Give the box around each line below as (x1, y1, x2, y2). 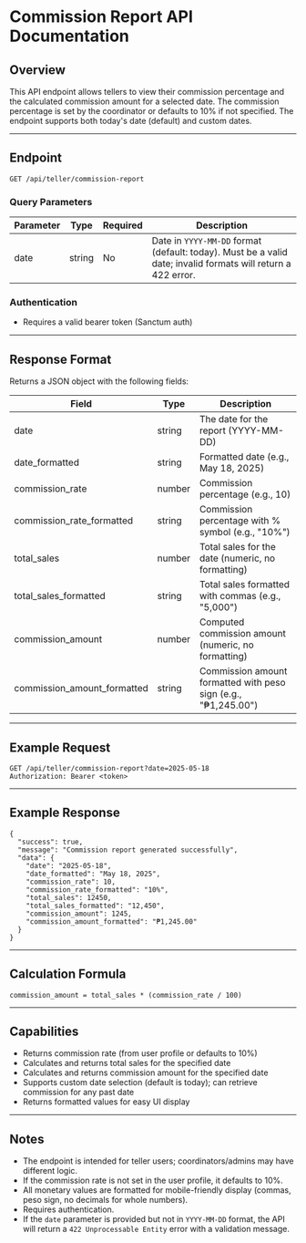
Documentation (9, 26, 130, 47)
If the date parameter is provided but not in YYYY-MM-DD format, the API (22, 1214, 285, 1225)
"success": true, (17, 837, 84, 846)
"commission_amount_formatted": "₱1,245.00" (25, 917, 198, 927)
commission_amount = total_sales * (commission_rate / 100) (9, 990, 243, 1000)
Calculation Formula (9, 967, 127, 982)
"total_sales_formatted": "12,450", (25, 901, 166, 910)
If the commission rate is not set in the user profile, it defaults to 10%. (22, 1175, 284, 1186)
